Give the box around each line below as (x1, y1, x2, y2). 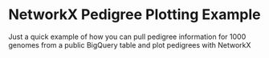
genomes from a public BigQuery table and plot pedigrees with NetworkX (8, 40, 251, 49)
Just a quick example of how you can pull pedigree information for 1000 (8, 32, 247, 41)
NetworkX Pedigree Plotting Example (8, 6, 261, 24)
